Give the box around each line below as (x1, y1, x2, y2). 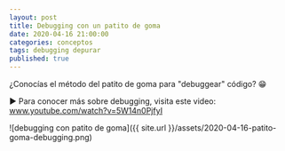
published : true (9, 54, 69, 63)
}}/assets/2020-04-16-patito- (168, 123, 277, 133)
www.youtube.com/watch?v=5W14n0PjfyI (9, 106, 162, 115)
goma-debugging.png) (9, 132, 93, 142)
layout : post (9, 12, 58, 22)
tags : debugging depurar (9, 46, 101, 55)
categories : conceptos (9, 37, 93, 47)
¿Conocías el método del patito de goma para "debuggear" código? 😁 (9, 79, 267, 89)
